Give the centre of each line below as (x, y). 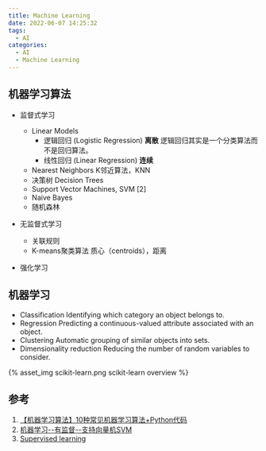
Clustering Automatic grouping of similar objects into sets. (115, 340)
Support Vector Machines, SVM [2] (89, 189)
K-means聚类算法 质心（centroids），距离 (99, 251)
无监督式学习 (40, 224)
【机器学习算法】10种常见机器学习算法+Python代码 (104, 420)
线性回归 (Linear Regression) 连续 (98, 160)
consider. (35, 357)
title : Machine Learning (49, 16)
